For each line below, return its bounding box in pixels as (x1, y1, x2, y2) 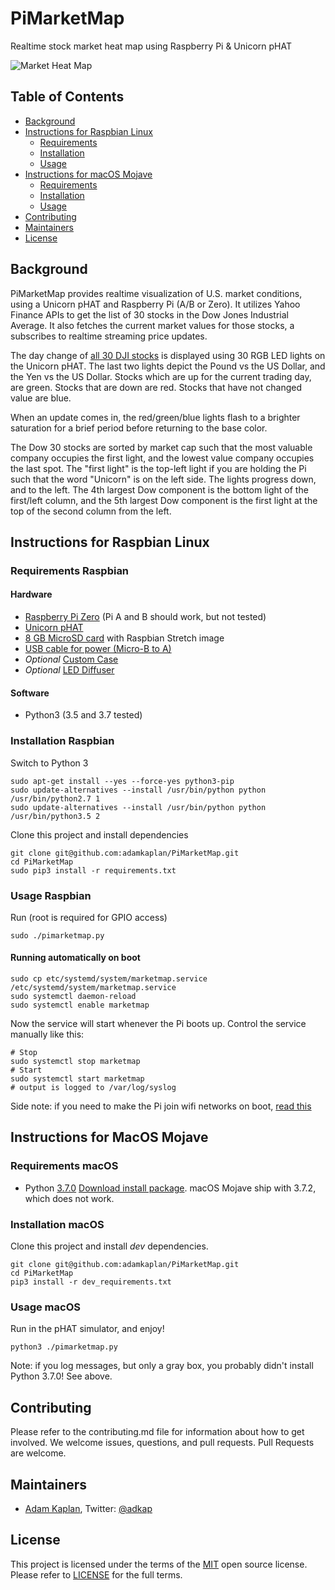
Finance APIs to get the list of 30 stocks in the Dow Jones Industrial (10, 308, 289, 321)
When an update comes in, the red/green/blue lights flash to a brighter (10, 411, 301, 423)
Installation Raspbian (10, 734, 115, 748)
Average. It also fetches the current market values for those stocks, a (10, 319, 295, 331)
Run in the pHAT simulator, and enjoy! (10, 1323, 165, 1335)
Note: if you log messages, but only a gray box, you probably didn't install (10, 1360, 314, 1372)
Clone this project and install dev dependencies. (10, 1240, 209, 1252)
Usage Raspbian (10, 888, 92, 902)
